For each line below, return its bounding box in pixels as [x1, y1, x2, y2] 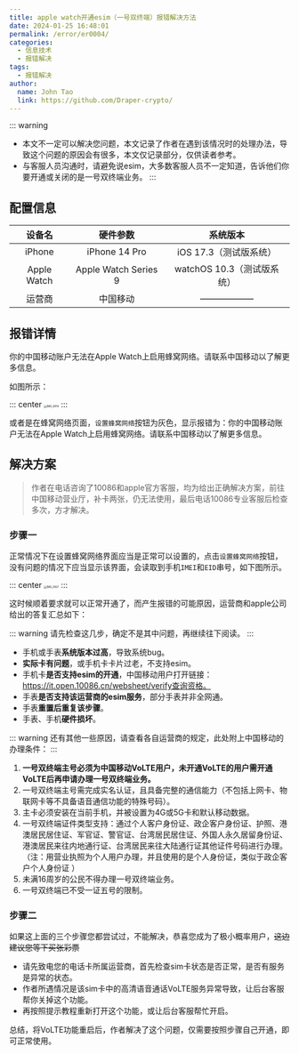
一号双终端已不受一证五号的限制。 [21, 885, 148, 896]
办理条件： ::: [9, 744, 58, 754]
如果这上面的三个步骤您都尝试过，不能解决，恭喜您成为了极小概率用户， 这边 [9, 931, 290, 942]
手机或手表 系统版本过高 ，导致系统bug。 [21, 647, 170, 658]
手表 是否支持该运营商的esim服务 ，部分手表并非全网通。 [21, 691, 229, 703]
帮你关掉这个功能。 [21, 994, 93, 1005]
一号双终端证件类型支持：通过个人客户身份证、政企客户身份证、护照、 [21, 818, 280, 829]
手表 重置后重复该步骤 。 [21, 703, 109, 713]
